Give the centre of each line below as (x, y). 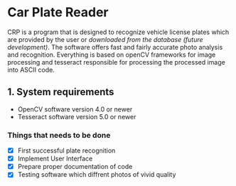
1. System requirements (61, 92)
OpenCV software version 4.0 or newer (75, 109)
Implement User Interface (55, 159)
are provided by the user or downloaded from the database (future (106, 39)
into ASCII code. (31, 70)
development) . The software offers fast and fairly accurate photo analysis (115, 47)
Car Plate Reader (58, 12)
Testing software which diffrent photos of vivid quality (97, 175)
